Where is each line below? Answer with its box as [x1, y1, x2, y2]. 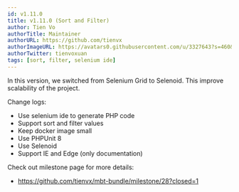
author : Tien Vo [7, 23, 55, 31]
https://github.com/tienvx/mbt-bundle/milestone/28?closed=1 [17, 176, 199, 185]
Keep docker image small [17, 126, 92, 135]
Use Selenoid [17, 142, 58, 150]
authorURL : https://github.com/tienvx [7, 37, 122, 44]
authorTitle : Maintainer [7, 30, 81, 38]
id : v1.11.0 [7, 10, 43, 18]
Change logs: [7, 97, 47, 106]
